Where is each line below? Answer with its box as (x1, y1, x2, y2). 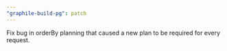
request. (6, 35, 30, 44)
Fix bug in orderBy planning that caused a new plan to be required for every (6, 29, 221, 37)
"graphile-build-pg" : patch (6, 10, 87, 17)
